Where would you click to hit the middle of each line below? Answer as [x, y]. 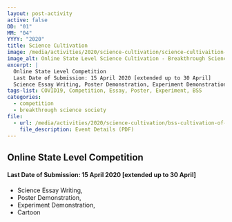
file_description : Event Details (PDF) [77, 129]
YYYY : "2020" [26, 39]
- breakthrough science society [60, 110]
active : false [28, 20]
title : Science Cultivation [48, 46]
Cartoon [29, 212]
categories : [24, 98]
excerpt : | [23, 65]
